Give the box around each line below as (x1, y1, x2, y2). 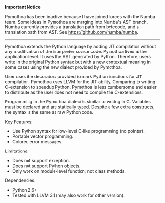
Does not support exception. (12, 158, 70, 163)
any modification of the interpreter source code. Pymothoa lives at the (5, 49, 147, 54)
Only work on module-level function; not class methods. (12, 168, 126, 174)
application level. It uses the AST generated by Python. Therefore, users (5, 54, 151, 59)
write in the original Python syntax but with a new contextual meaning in (5, 59, 151, 65)
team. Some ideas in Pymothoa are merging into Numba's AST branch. (5, 19, 148, 25)
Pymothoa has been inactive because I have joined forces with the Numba (5, 14, 156, 19)
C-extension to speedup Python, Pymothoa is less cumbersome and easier (5, 84, 157, 90)
